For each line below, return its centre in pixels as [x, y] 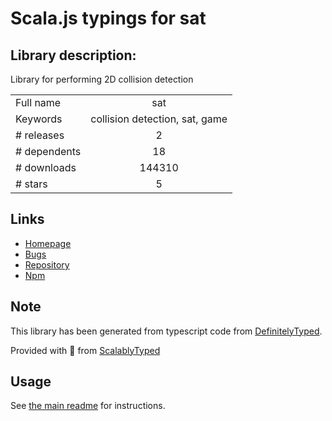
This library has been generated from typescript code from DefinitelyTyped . [166, 331]
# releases [40, 135]
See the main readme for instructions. [88, 406]
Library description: [73, 55]
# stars [31, 184]
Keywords [39, 119]
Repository [47, 264]
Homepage [48, 243]
